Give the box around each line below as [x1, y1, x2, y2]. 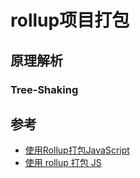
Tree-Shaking [10, 82, 79, 96]
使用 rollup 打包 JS [24, 157, 102, 169]
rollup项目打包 [10, 9, 130, 32]
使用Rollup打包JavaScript [24, 144, 130, 156]
